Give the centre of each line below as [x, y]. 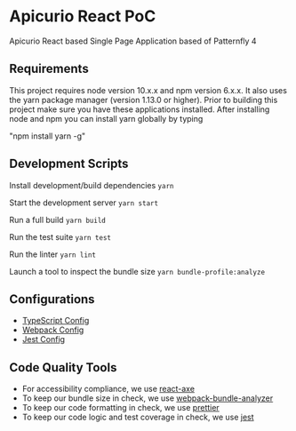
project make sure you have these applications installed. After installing [140, 109]
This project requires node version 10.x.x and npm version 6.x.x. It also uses [148, 90]
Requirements [49, 69]
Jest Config [43, 339]
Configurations [52, 299]
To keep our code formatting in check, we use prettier [120, 408]
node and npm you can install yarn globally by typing [106, 118]
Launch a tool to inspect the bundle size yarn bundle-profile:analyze [137, 271]
